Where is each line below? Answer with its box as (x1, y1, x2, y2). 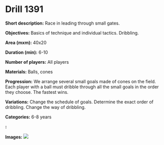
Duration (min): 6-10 (5, 49, 48, 55)
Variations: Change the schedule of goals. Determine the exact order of (5, 99, 153, 105)
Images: (5, 134, 22, 140)
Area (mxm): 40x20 (5, 39, 46, 46)
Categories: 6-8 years (5, 114, 51, 120)
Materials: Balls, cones (5, 69, 53, 75)
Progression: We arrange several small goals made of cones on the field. (5, 78, 156, 84)
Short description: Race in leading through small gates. (5, 20, 120, 26)
